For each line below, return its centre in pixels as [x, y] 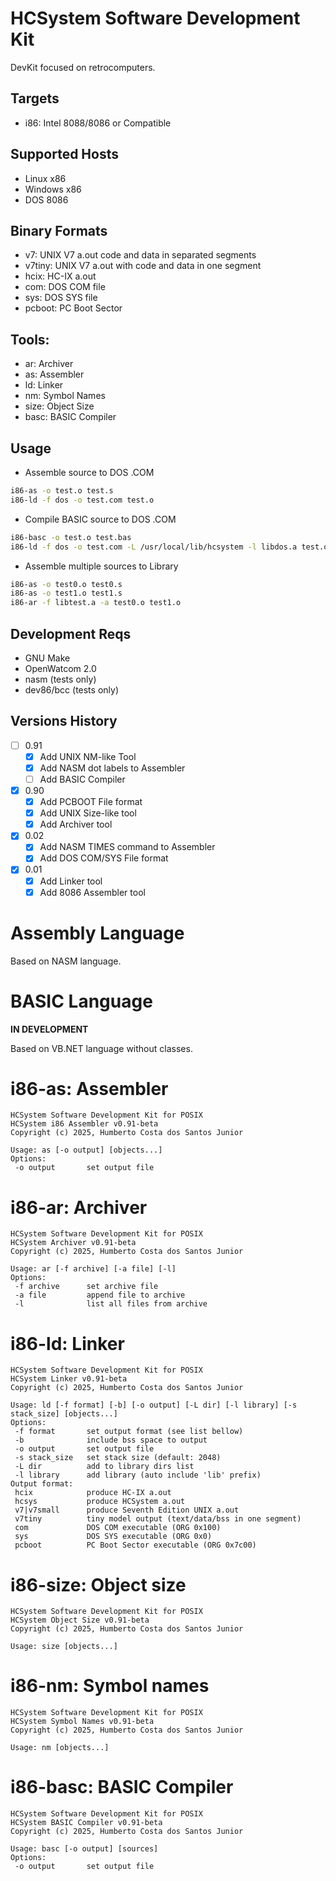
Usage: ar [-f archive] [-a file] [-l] [93, 1269]
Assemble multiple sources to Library [101, 566]
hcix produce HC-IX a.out [93, 1493]
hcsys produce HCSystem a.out [100, 1502]
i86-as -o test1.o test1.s [66, 593]
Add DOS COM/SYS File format [104, 858]
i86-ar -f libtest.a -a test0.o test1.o [96, 603]
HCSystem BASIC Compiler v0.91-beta [86, 1823]
